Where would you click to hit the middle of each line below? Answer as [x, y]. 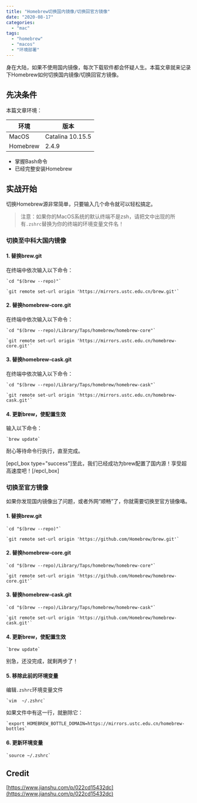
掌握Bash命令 [31, 161]
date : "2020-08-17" [30, 17]
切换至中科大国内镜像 [36, 240]
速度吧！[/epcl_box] [35, 471]
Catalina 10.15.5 [68, 136]
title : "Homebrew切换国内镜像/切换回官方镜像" [58, 11]
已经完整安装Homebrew [43, 169]
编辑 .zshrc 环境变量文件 [35, 690]
